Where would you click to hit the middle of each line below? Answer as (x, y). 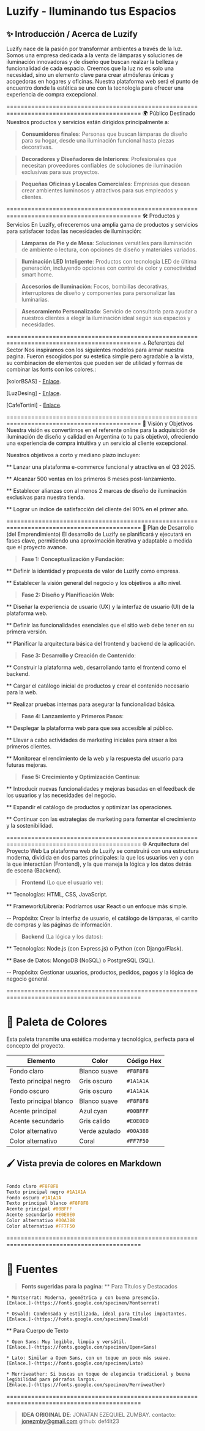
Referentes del (166, 343)
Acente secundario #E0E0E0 (41, 1215)
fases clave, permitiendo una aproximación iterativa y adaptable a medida (99, 541)
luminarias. (35, 300)
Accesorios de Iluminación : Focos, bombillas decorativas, (95, 286)
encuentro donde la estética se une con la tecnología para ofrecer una (95, 88)
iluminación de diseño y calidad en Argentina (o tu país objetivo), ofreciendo (102, 437)
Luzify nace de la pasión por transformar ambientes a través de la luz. (95, 49)
